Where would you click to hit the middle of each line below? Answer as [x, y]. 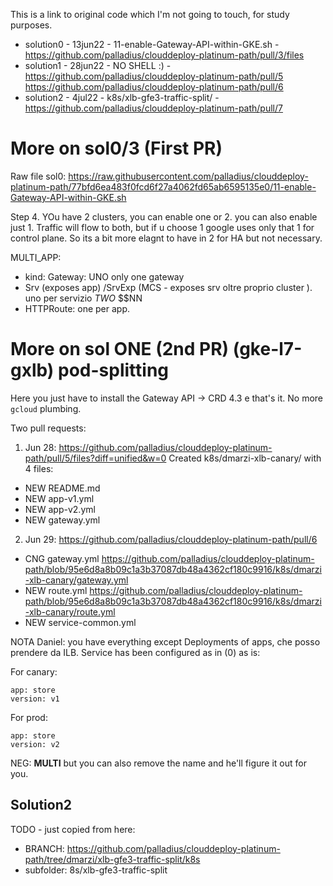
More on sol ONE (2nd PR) [120, 349]
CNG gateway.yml [62, 558]
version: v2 [35, 744]
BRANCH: [44, 848]
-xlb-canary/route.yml [70, 611]
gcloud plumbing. [46, 408]
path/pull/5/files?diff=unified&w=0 [95, 458]
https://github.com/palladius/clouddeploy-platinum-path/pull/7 [153, 108]
